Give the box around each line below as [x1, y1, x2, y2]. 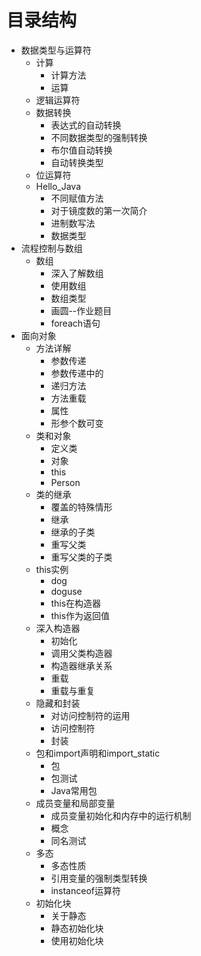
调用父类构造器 [50, 647, 113, 659]
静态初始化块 [50, 922, 104, 934]
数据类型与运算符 [20, 44, 92, 56]
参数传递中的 [50, 367, 104, 379]
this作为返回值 [50, 609, 111, 621]
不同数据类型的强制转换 [50, 131, 148, 143]
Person [50, 476, 81, 488]
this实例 [35, 563, 69, 575]
